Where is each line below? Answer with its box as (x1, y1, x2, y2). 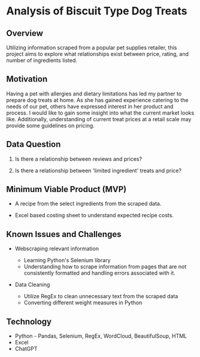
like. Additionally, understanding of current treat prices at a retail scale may (6, 115, 192, 122)
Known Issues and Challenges (6, 229, 122, 239)
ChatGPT (14, 345, 38, 352)
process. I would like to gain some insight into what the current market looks (6, 109, 195, 116)
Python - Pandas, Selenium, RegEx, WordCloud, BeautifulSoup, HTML (14, 332, 187, 340)
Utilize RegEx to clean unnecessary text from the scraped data (23, 293, 178, 300)
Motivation (6, 74, 48, 85)
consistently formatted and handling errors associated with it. (23, 269, 175, 277)
